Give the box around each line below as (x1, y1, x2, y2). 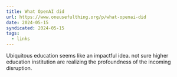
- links (11, 36, 31, 42)
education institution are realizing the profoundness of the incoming (6, 58, 171, 65)
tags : (6, 31, 19, 36)
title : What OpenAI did (6, 8, 65, 15)
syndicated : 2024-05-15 (6, 25, 65, 31)
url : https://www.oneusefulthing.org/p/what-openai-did (6, 14, 146, 20)
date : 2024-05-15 (6, 19, 49, 25)
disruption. (6, 65, 32, 71)
